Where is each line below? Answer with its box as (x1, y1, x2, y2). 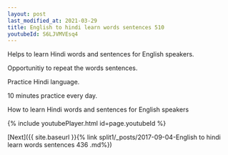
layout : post (7, 10, 46, 18)
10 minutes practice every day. (7, 91, 98, 100)
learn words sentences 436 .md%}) (7, 141, 112, 149)
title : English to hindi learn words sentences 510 (7, 24, 164, 31)
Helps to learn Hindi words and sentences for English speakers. (7, 50, 194, 59)
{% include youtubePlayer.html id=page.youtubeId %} (7, 119, 167, 128)
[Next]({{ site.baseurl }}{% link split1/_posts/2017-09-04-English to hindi (7, 133, 222, 141)
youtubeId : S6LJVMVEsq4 (7, 30, 79, 38)
